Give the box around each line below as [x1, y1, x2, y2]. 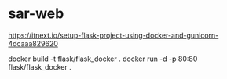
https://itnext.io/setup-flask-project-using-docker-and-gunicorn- [8, 31, 219, 40]
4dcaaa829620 [8, 38, 59, 48]
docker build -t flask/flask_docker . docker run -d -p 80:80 [8, 54, 198, 63]
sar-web [8, 5, 64, 23]
